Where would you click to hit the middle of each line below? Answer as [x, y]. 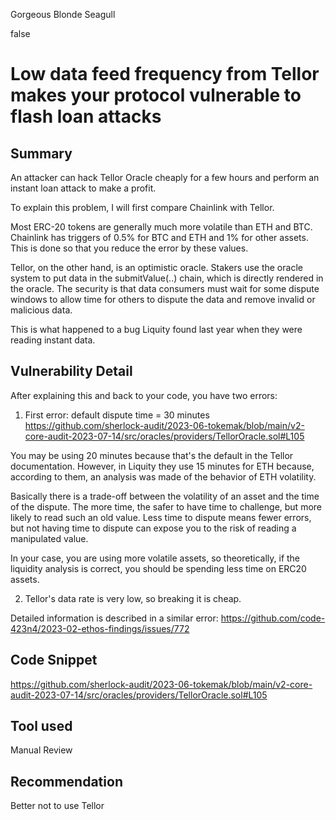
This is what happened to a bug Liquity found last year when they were [156, 329]
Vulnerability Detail [71, 371]
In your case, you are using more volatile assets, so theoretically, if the [155, 558]
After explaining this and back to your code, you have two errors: [144, 395]
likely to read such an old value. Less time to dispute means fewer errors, [161, 517]
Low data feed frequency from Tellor [165, 74]
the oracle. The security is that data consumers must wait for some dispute [165, 288]
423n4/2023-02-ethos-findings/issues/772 [100, 628]
